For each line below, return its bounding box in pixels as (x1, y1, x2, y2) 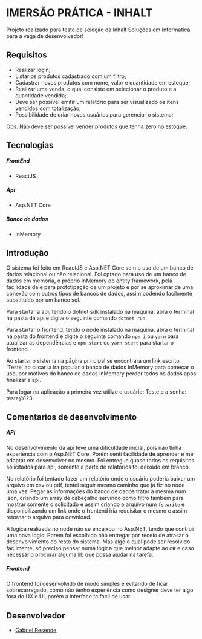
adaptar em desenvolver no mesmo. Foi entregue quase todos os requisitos (6, 457, 195, 464)
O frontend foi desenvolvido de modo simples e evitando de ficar (6, 580, 168, 588)
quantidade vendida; (15, 91, 67, 99)
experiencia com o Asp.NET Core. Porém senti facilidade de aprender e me (6, 450, 194, 458)
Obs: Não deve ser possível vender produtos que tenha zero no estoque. (6, 123, 187, 130)
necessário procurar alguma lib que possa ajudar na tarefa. (6, 551, 154, 559)
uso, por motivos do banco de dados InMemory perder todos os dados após (6, 369, 197, 377)
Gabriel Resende (15, 626, 57, 634)
